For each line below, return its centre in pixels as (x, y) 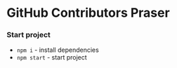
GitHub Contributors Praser (88, 13)
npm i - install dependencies (58, 50)
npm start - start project (52, 57)
